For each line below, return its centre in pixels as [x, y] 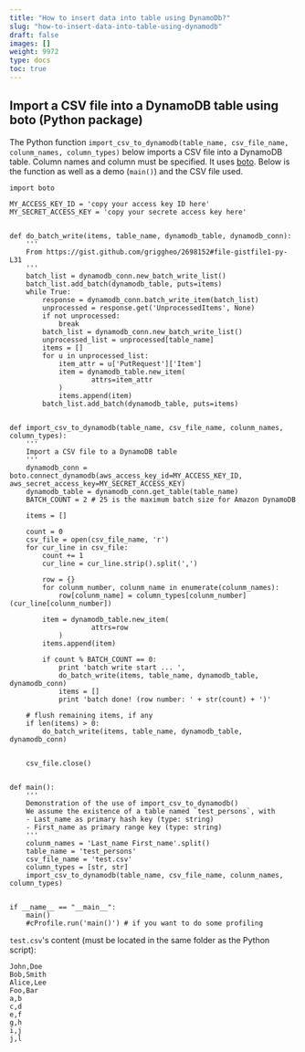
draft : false [34, 35]
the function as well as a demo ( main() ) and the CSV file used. [126, 171]
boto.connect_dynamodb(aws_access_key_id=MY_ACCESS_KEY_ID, [126, 476]
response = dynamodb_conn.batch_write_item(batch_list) [151, 300]
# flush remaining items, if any [89, 715]
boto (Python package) [76, 120]
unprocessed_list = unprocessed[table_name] [128, 340]
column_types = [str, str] [77, 867]
